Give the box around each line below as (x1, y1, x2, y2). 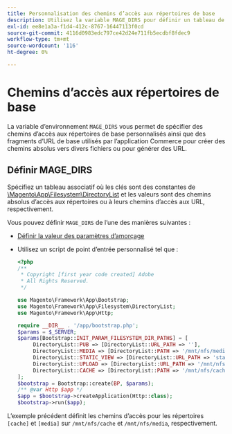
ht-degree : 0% (7, 49, 48, 56)
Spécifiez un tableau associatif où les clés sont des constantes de (7, 183, 196, 191)
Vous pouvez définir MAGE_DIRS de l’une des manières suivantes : (7, 218, 191, 226)
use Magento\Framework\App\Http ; (17, 309, 114, 316)
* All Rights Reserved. (20, 278, 89, 284)
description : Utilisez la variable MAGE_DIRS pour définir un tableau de (7, 17, 225, 24)
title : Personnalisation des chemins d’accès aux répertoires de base (7, 10, 215, 17)
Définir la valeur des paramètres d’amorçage (17, 231, 145, 239)
